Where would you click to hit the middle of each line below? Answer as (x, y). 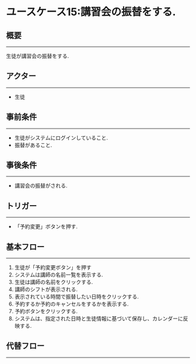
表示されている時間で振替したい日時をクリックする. (76, 297)
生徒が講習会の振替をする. (38, 56)
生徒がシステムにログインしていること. (61, 137)
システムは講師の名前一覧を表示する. (59, 275)
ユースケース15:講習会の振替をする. (91, 12)
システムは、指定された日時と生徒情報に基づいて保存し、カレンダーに (99, 318)
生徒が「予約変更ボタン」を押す (53, 268)
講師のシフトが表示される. (46, 289)
